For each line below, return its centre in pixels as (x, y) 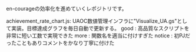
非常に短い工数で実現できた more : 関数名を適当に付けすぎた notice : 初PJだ (98, 36)
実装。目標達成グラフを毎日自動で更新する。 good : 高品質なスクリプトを (100, 28)
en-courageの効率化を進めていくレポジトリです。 (67, 8)
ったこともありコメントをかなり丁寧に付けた (60, 43)
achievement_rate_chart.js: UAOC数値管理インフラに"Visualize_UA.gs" (92, 21)
